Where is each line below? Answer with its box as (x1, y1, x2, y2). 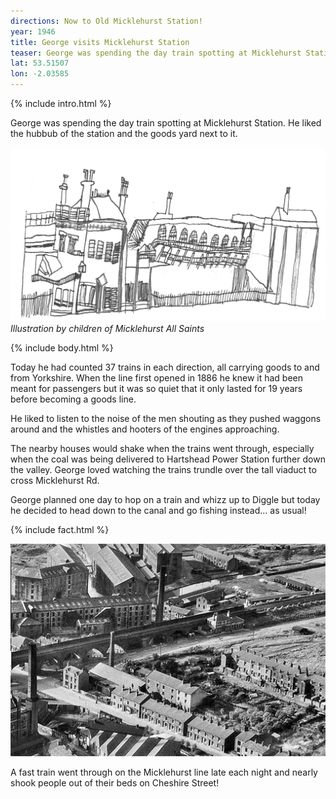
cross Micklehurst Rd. (10, 475, 100, 487)
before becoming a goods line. (10, 393, 137, 405)
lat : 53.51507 (10, 58, 70, 69)
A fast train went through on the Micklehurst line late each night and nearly (10, 766, 318, 779)
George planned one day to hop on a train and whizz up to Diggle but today (10, 494, 321, 506)
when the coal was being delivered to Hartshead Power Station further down (10, 453, 326, 465)
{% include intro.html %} (10, 98, 112, 109)
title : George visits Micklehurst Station (10, 37, 190, 47)
